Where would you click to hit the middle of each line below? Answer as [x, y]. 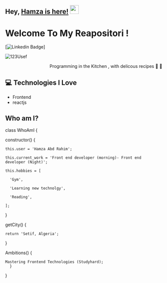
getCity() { [16, 225]
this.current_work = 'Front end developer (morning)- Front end [73, 158]
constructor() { [20, 140]
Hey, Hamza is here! [37, 12]
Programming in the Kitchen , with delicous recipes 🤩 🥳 [106, 66]
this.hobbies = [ [23, 171]
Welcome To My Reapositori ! [67, 33]
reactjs [19, 102]
